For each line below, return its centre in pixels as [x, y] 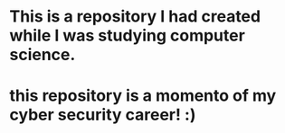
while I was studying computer [128, 35]
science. [43, 55]
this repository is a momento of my [143, 96]
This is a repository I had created [135, 17]
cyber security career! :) [103, 115]
